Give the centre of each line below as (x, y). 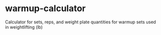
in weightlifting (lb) (24, 27)
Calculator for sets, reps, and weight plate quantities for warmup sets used (80, 22)
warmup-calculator (45, 9)
